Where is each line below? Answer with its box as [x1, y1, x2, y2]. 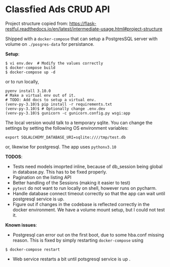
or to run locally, [5, 78, 40, 84]
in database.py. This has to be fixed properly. [12, 169, 108, 175]
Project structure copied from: [5, 20, 69, 26]
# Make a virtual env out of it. [5, 93, 76, 98]
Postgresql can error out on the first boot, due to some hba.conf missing [12, 231, 164, 238]
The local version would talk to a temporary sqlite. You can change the [5, 120, 153, 126]
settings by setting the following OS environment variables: [5, 125, 128, 131]
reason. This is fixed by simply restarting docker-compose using [12, 237, 144, 243]
